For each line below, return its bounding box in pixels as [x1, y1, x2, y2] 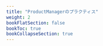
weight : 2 [6, 14, 31, 20]
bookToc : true [6, 25, 42, 32]
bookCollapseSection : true [6, 31, 73, 37]
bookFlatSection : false [6, 20, 65, 26]
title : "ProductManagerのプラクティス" [6, 8, 99, 15]
